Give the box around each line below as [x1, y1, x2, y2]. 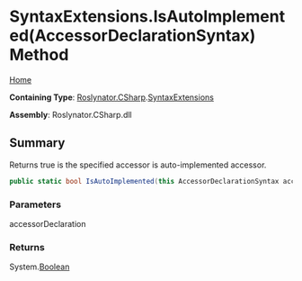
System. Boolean [9, 261, 70, 272]
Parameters [9, 198, 61, 211]
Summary [9, 135, 66, 150]
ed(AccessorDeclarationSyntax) [9, 25, 256, 46]
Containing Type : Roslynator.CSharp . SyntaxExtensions [9, 92, 214, 103]
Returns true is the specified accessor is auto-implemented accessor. [9, 159, 267, 170]
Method [9, 45, 69, 65]
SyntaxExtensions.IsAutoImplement [9, 6, 286, 27]
